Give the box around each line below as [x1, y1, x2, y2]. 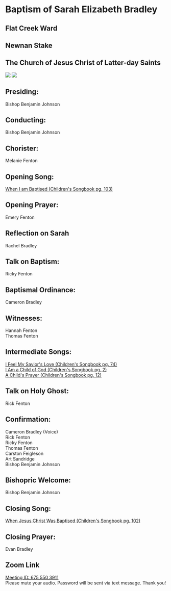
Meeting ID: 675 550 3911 [5, 574, 59, 580]
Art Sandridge [5, 455, 35, 462]
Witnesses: [5, 314, 42, 322]
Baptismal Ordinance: [5, 286, 76, 294]
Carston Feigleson [5, 450, 44, 456]
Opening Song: [5, 172, 54, 181]
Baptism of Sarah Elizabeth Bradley [5, 4, 158, 15]
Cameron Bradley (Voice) [5, 428, 59, 434]
